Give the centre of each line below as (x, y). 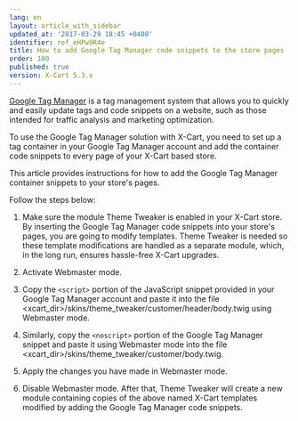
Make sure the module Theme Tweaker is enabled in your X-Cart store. (152, 217)
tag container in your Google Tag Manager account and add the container (144, 146)
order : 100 (29, 59)
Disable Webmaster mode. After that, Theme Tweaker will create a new (152, 388)
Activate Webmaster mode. (72, 271)
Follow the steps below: (52, 199)
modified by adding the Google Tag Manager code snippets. (132, 407)
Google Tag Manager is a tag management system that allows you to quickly (149, 101)
